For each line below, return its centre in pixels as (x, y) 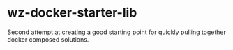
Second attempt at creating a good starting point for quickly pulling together (117, 32)
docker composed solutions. (48, 39)
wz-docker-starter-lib (72, 13)
